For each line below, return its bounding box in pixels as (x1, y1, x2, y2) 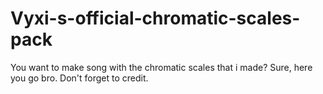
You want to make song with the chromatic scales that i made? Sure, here (10, 61, 313, 73)
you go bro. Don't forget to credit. (10, 72, 149, 84)
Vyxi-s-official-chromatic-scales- (10, 7, 301, 30)
